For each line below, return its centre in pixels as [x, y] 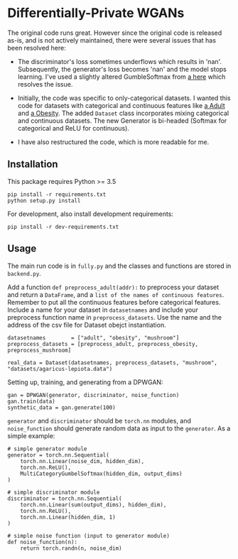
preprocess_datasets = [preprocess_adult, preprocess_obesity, [103, 344]
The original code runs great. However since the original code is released [115, 33]
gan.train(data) [31, 401]
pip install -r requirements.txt [57, 194]
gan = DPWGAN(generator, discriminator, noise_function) [93, 395]
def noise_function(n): [43, 542]
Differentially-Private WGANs [96, 13]
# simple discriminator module [54, 492]
